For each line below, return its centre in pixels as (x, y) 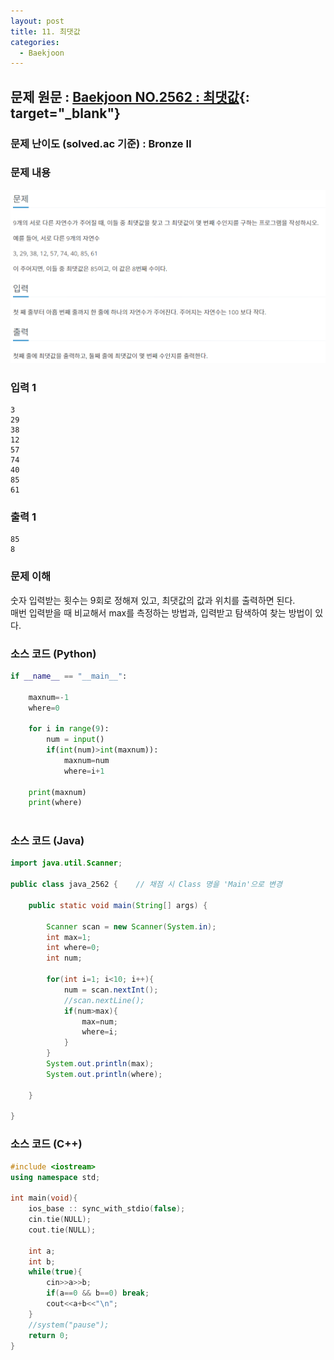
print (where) (55, 803)
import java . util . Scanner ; (66, 863)
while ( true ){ (55, 1272)
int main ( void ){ (44, 1198)
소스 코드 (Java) (47, 841)
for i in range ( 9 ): (69, 729)
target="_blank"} (65, 113)
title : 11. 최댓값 (45, 31)
